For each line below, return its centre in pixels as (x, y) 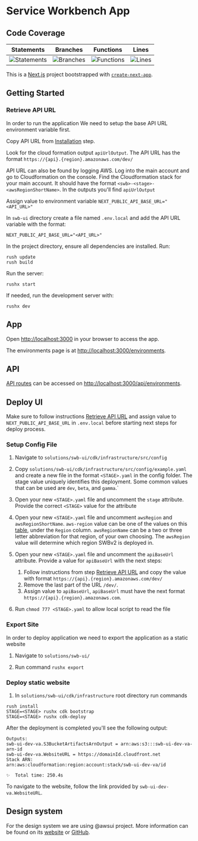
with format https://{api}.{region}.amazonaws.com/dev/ (93, 579)
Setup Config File (32, 445)
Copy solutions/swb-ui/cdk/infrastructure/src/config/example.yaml (100, 469)
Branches (69, 50)
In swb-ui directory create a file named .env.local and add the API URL (93, 218)
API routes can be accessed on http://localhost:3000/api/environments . (94, 383)
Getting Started (35, 93)
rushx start (21, 284)
